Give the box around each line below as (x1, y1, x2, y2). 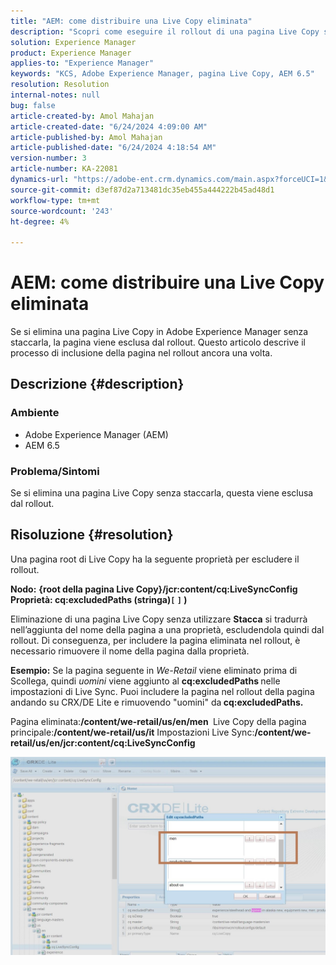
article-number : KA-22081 (10, 164, 118, 174)
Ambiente (10, 406, 60, 420)
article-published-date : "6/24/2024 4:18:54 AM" (10, 143, 217, 153)
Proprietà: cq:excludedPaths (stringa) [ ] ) (10, 593, 188, 605)
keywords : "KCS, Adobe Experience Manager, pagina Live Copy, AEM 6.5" (10, 69, 315, 79)
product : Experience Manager (10, 48, 132, 58)
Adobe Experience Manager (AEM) (24, 428, 169, 440)
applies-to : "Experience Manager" (10, 58, 155, 69)
